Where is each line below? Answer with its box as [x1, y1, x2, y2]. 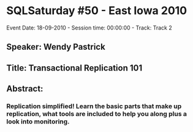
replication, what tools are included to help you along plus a [6, 110, 187, 118]
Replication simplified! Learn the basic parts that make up [6, 102, 182, 111]
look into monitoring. [6, 117, 70, 126]
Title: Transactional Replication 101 [6, 63, 143, 73]
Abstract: [6, 83, 44, 94]
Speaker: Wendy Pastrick [6, 42, 105, 52]
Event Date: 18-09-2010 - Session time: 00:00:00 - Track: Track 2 [6, 24, 173, 31]
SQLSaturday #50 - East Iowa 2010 [6, 4, 187, 18]
